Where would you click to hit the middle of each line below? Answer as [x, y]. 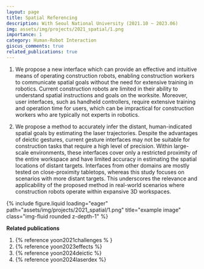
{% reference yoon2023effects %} [58, 246]
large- [181, 146]
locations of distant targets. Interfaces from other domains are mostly [102, 165]
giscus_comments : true [35, 46]
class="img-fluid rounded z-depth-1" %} [57, 216]
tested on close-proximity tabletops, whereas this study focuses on [100, 172]
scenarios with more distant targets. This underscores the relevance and [106, 179]
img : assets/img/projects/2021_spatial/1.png [65, 29]
